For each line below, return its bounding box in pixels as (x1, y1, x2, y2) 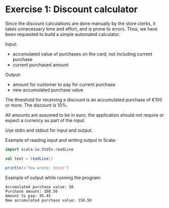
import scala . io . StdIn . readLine (5, 146, 74, 152)
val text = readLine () (5, 156, 53, 161)
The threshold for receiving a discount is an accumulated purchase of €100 (5, 97, 162, 103)
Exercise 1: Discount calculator (5, 4, 138, 15)
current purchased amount (12, 62, 69, 68)
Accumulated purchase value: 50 (5, 184, 74, 189)
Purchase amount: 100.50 (5, 189, 58, 194)
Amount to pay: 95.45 (5, 193, 51, 198)
